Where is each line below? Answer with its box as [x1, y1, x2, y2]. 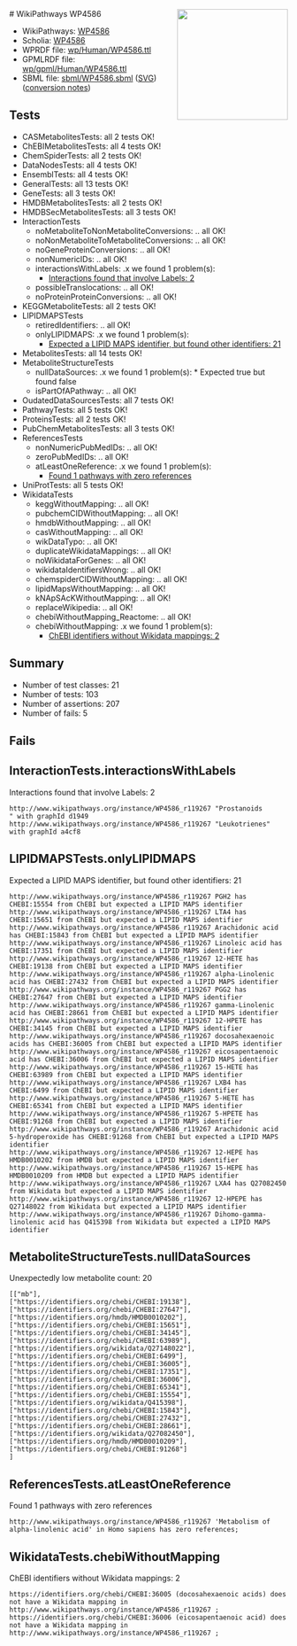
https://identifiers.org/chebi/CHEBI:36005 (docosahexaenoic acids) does [9, 1590, 287, 1599]
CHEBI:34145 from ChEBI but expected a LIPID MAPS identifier [9, 1023, 243, 1033]
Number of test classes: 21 [21, 679, 119, 690]
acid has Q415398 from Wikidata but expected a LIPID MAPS [48, 1217, 271, 1226]
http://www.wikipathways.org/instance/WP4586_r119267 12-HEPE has [9, 1147, 259, 1157]
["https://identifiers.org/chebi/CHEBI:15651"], [9, 1321, 192, 1330]
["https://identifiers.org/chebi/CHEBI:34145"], [9, 1329, 192, 1338]
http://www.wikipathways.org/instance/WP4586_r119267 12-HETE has [9, 954, 259, 963]
